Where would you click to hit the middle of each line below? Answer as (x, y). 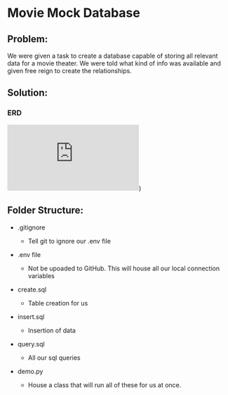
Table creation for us (58, 303)
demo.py (30, 371)
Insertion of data (52, 330)
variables (41, 275)
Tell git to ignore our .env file (69, 241)
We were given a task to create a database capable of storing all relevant (113, 56)
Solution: (27, 93)
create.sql (32, 289)
